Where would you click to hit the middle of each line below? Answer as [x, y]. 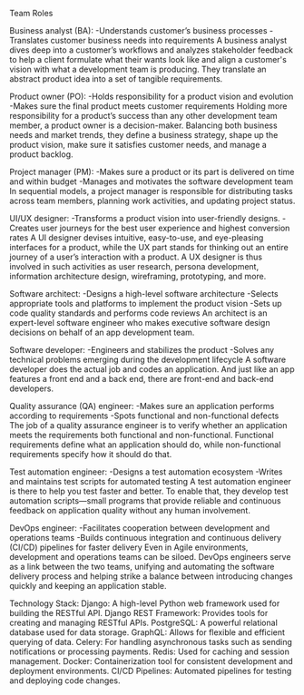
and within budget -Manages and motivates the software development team [152, 181]
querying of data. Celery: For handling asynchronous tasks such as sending [151, 642]
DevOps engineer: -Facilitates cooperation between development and [140, 528]
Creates [24, 228]
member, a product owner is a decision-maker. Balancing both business [144, 125]
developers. [32, 388]
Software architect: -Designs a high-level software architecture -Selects [144, 294]
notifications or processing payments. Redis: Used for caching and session [150, 651]
